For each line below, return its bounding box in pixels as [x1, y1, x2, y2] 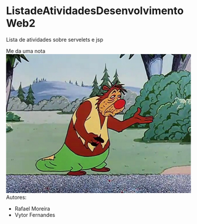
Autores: [6, 193, 27, 200]
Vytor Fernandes [14, 211, 56, 218]
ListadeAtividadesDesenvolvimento [6, 4, 184, 18]
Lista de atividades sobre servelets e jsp [6, 36, 104, 43]
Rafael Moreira [14, 205, 50, 212]
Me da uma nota [6, 47, 46, 54]
